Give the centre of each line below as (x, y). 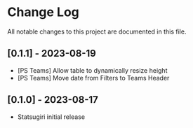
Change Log (43, 12)
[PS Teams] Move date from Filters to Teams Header (93, 78)
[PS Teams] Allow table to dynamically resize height (92, 70)
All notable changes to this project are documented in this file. (97, 31)
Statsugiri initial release (51, 117)
